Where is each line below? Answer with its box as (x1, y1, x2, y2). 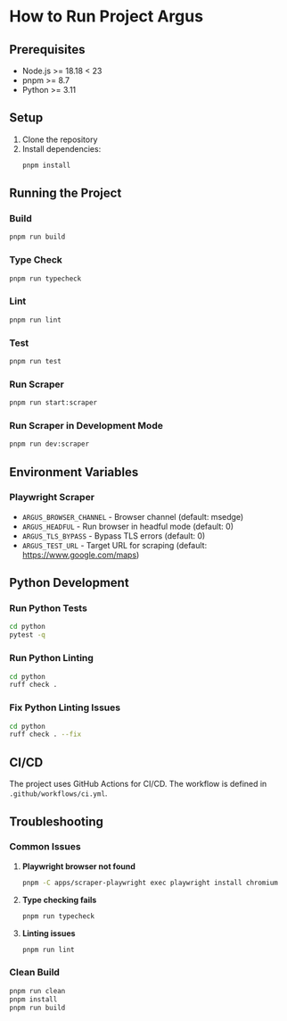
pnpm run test (9, 356, 62, 365)
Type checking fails (21, 894, 97, 905)
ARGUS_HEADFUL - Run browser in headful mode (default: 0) (21, 521, 234, 531)
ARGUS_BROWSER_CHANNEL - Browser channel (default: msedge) (21, 511, 244, 522)
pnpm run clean (9, 986, 66, 995)
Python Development (9, 575, 129, 590)
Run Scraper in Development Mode (9, 419, 163, 431)
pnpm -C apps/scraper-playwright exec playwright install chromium (21, 878, 278, 887)
